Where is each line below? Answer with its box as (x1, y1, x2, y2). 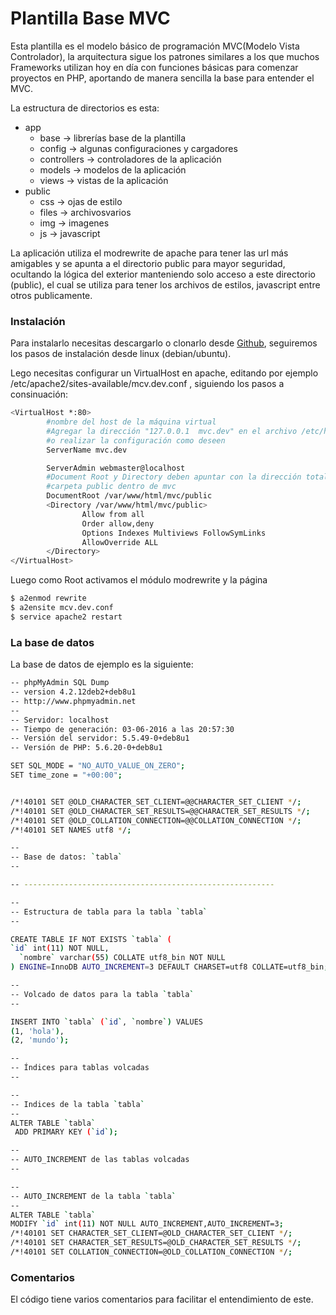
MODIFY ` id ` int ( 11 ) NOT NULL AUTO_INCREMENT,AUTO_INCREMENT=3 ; (10, 1219, 284, 1229)
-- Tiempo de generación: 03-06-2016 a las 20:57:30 (10, 724, 235, 734)
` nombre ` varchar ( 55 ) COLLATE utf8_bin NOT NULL (19, 953, 226, 963)
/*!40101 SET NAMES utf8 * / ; (10, 825, 132, 835)
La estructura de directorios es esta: (10, 102, 160, 114)
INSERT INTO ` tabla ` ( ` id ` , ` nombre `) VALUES (10, 1017, 203, 1027)
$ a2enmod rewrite (10, 593, 87, 604)
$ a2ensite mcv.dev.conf (10, 603, 114, 613)
